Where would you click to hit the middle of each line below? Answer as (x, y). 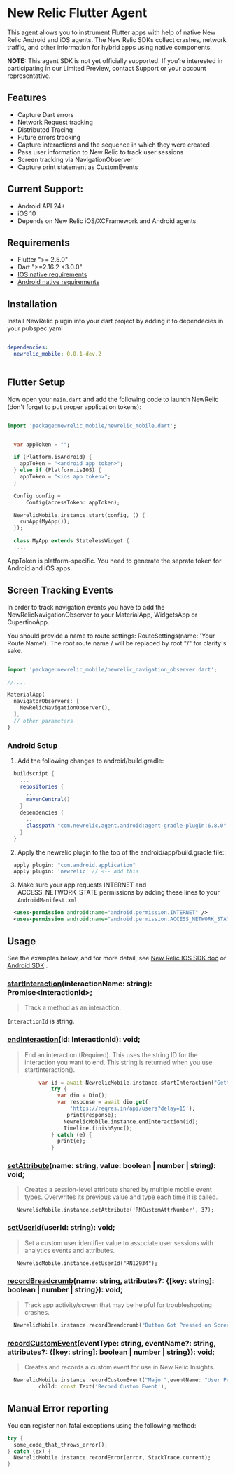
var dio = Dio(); (83, 1096)
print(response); (92, 1115)
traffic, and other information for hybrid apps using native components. (109, 47)
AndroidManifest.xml (47, 900)
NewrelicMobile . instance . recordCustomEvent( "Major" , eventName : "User (117, 1380)
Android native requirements (58, 282)
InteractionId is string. (41, 1021)
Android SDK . (28, 965)
